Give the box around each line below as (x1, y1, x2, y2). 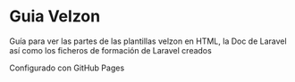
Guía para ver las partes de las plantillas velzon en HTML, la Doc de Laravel (9, 36, 288, 46)
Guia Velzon (9, 6, 101, 27)
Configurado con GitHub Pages (9, 62, 125, 73)
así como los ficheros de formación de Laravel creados (9, 45, 212, 55)
